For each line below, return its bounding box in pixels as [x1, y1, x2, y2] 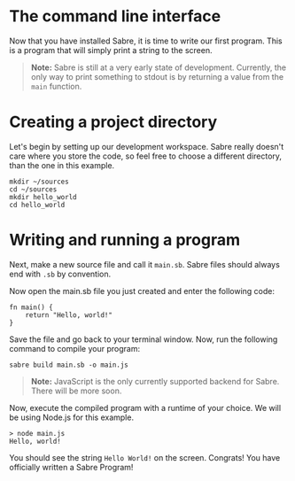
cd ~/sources [9, 184, 58, 194]
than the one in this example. [9, 159, 115, 170]
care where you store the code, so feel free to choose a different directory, [9, 151, 282, 161]
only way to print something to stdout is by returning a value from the [30, 71, 284, 81]
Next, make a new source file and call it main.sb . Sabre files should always [9, 259, 281, 269]
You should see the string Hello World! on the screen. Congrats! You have [9, 452, 281, 462]
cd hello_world [9, 200, 66, 209]
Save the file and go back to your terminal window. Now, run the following [9, 334, 278, 345]
